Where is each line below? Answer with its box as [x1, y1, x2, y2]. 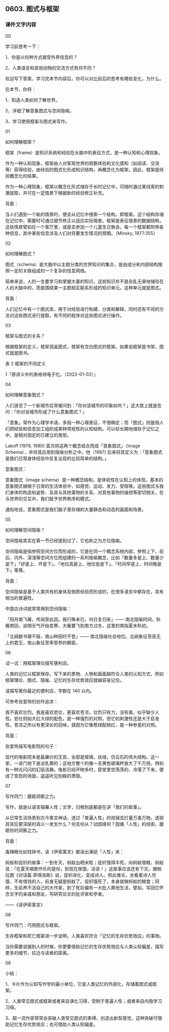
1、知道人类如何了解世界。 [5, 97, 60, 103]
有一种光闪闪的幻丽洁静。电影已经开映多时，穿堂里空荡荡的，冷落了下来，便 [5, 766, 164, 772]
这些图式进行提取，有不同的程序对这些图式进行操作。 [14, 312, 124, 318]
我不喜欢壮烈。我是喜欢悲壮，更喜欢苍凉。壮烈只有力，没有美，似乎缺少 [5, 709, 155, 715]
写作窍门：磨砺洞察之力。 [5, 793, 58, 799]
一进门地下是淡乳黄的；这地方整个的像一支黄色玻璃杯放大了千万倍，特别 [14, 760, 164, 766]
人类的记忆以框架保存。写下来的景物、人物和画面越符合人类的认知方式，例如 [5, 671, 164, 677]
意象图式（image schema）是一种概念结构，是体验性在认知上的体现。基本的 [5, 477, 163, 483]
